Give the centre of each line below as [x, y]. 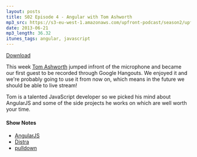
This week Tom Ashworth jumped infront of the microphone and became [94, 67]
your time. [18, 109]
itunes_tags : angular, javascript [48, 39]
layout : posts [23, 11]
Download [18, 55]
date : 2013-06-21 [27, 28]
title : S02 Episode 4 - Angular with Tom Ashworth [69, 17]
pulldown [26, 148]
